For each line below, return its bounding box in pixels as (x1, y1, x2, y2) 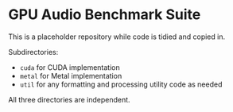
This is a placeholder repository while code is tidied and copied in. (8, 32, 225, 41)
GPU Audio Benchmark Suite (8, 6, 201, 24)
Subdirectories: (8, 47, 59, 56)
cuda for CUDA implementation (19, 62, 121, 72)
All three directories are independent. (8, 95, 130, 104)
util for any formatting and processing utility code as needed (19, 79, 223, 89)
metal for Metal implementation (19, 71, 122, 80)
